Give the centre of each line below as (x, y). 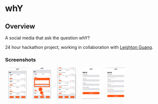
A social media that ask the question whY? (48, 38)
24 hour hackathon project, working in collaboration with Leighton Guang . (79, 47)
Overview (20, 26)
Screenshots (20, 59)
